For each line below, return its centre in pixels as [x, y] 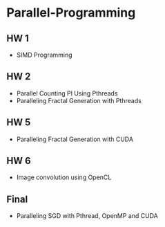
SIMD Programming [45, 55]
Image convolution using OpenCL [64, 177]
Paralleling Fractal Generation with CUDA [75, 139]
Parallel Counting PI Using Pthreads [67, 93]
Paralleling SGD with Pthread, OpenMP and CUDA [87, 216]
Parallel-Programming [71, 13]
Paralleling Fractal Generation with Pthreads [79, 100]
